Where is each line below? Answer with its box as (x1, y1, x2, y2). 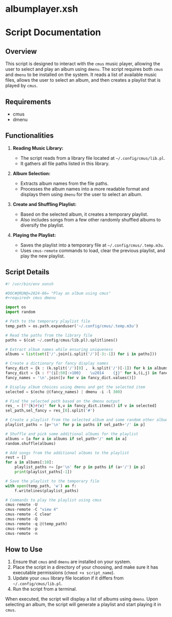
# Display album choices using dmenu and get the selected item (5, 384, 145, 389)
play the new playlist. (20, 253, 65, 259)
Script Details (5, 268, 50, 276)
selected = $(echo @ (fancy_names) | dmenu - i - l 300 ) (5, 389, 123, 395)
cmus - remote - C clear (5, 512, 52, 517)
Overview (5, 47, 37, 55)
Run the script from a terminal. (12, 586, 77, 592)
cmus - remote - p (5, 526, 38, 531)
